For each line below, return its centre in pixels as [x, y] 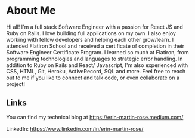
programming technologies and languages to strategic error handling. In [95, 59]
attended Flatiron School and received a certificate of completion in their [95, 46]
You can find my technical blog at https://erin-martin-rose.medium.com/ [95, 117]
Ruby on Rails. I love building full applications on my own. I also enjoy [91, 33]
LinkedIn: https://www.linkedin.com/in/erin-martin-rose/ [75, 128]
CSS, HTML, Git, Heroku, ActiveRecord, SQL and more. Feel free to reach [96, 71]
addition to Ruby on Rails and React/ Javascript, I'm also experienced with [97, 65]
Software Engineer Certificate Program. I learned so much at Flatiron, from [97, 52]
